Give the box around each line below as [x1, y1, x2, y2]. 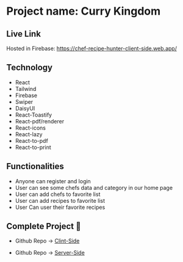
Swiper [15, 98, 34, 105]
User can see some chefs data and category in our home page [15, 184, 173, 191]
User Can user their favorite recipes [15, 203, 106, 211]
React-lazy [15, 130, 43, 138]
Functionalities [6, 161, 64, 172]
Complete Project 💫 [6, 221, 81, 231]
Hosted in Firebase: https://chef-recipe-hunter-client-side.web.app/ [6, 45, 177, 52]
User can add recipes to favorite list [15, 197, 106, 204]
